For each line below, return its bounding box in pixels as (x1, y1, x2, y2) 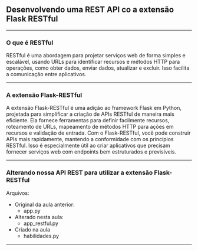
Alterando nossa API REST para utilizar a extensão (6, 168, 153, 177)
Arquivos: (6, 189, 29, 197)
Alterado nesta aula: (14, 213, 64, 220)
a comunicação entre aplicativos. (6, 71, 87, 78)
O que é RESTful (6, 38, 54, 47)
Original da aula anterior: (14, 201, 75, 208)
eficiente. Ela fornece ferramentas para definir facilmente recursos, (6, 117, 170, 124)
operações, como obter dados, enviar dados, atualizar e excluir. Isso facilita (6, 64, 190, 71)
